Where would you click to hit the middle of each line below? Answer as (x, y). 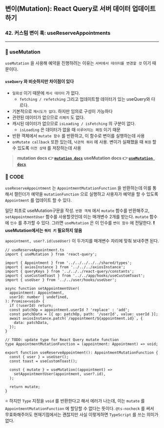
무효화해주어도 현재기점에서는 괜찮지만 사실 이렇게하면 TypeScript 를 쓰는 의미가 (82, 415)
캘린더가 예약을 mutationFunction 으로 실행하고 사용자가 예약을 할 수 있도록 (86, 194)
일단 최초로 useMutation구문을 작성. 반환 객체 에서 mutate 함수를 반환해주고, (77, 211)
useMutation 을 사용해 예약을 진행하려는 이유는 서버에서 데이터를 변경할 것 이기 (78, 63)
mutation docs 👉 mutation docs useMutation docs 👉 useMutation (85, 158)
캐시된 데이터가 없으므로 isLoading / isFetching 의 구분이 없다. (74, 124)
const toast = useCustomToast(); (43, 361)
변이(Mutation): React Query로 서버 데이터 (68, 9)
